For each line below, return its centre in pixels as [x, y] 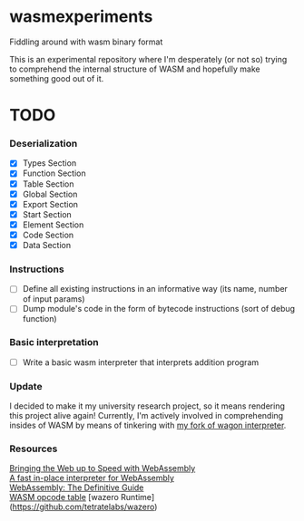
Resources [34, 449]
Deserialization [44, 144]
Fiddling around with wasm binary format [86, 42]
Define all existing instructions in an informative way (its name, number [155, 289]
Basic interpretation [54, 343]
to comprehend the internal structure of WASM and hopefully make [135, 69]
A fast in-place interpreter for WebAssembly [92, 478]
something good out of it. [57, 78]
